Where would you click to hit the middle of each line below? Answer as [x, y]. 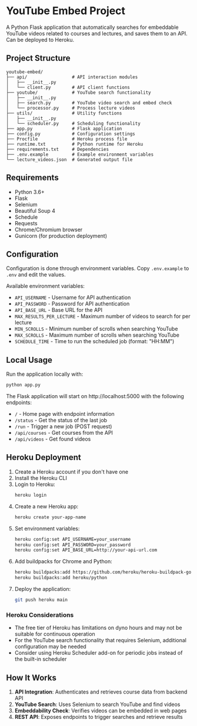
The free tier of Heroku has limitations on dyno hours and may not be [98, 628]
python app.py [24, 385]
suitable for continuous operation [55, 634]
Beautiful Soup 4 [35, 211]
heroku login [31, 495]
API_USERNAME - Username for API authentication [73, 298]
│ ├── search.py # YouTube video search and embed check [89, 103]
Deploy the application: [43, 589]
